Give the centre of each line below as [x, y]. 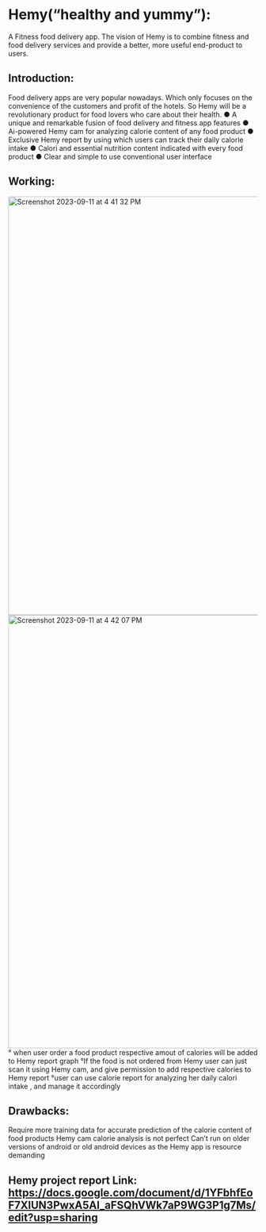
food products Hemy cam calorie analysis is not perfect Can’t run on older [129, 1138]
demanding [27, 1155]
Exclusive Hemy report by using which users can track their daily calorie [126, 140]
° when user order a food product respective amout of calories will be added [133, 1052]
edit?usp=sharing [53, 1217]
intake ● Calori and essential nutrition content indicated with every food [126, 148]
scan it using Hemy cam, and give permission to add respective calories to [130, 1069]
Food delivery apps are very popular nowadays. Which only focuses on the [130, 98]
